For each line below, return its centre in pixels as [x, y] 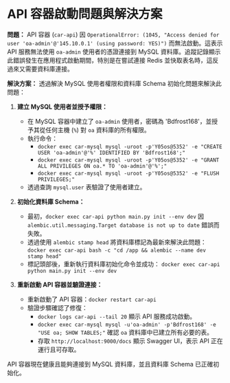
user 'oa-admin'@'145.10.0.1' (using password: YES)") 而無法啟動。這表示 [115, 43]
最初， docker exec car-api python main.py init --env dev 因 [116, 216]
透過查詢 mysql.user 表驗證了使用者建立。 [87, 187]
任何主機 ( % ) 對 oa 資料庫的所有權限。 [98, 130]
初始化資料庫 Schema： [51, 201]
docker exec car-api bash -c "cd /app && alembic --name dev [116, 250]
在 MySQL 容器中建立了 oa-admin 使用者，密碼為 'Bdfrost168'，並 [119, 121]
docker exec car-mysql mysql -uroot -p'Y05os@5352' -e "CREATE [130, 146]
